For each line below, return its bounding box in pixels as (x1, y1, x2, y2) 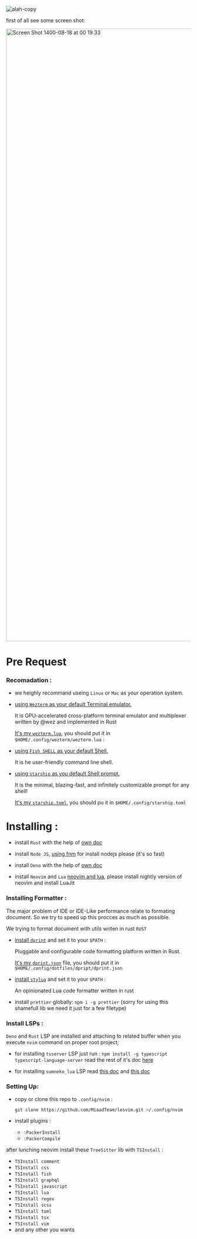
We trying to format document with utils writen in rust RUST (6, 925, 147, 932)
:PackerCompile (23, 1136, 60, 1142)
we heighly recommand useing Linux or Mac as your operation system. (14, 689, 184, 696)
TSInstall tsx (14, 1215, 49, 1221)
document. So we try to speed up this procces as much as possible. (6, 913, 170, 920)
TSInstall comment (14, 1159, 60, 1164)
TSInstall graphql (14, 1177, 60, 1183)
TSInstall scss (14, 1203, 52, 1208)
